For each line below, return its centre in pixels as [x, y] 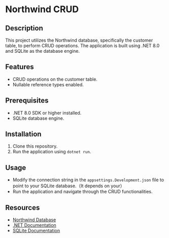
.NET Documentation [35, 225]
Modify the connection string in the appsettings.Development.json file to [88, 180]
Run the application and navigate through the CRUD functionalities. [83, 192]
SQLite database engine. [38, 118]
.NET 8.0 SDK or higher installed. [47, 113]
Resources [23, 207]
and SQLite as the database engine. [43, 51]
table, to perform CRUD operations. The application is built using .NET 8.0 [82, 46]
